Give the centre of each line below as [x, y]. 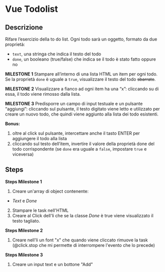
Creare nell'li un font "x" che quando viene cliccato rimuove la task [80, 240]
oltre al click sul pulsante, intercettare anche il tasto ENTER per [76, 133]
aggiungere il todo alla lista [40, 138]
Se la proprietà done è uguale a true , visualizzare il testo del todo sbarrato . [81, 79]
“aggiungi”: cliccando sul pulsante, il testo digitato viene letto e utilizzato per [82, 109]
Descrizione [24, 27]
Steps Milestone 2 [24, 230]
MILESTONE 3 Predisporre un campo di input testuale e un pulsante [74, 104]
